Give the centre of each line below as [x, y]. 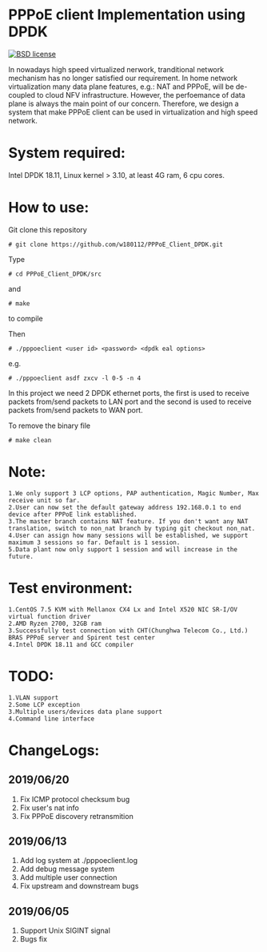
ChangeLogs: [54, 750]
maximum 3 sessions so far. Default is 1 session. [94, 543]
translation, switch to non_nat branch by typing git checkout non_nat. [132, 528]
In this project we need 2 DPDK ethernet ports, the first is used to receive [129, 393]
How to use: [49, 208]
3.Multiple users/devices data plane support [85, 712]
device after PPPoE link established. [73, 514]
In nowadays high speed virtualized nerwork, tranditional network [116, 69]
